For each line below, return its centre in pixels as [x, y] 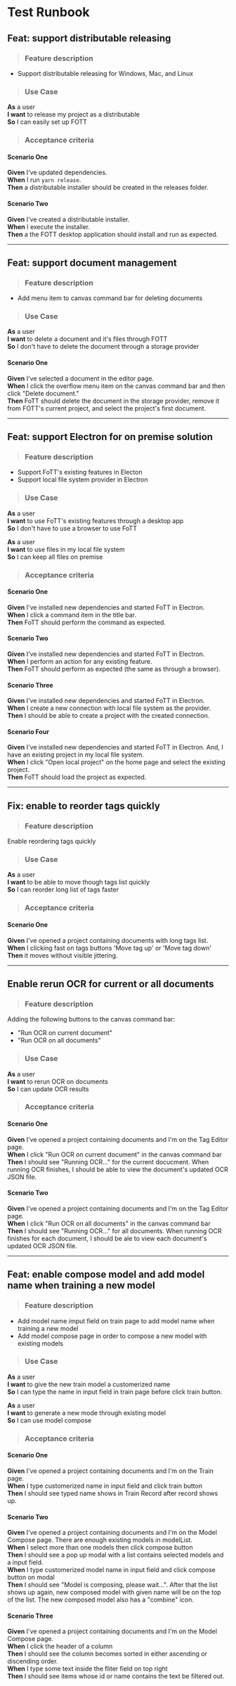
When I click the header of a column [60, 1647]
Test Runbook [48, 12]
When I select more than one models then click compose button [100, 1547]
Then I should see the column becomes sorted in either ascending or [107, 1654]
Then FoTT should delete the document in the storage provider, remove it [113, 401]
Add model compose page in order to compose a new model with [112, 1336]
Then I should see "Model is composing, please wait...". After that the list [112, 1585]
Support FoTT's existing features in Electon [80, 472]
